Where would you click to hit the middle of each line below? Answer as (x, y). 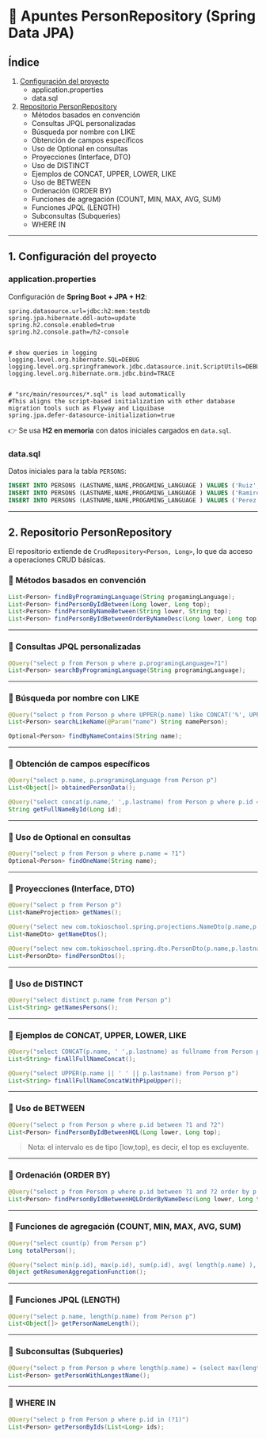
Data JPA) (42, 33)
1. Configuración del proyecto (82, 257)
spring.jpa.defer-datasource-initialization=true (92, 415)
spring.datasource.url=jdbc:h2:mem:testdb (79, 311)
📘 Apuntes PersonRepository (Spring (132, 16)
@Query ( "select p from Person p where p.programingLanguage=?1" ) (118, 663)
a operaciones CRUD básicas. (57, 560)
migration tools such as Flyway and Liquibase (86, 408)
